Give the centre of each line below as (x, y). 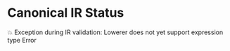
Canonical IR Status (66, 13)
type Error (22, 40)
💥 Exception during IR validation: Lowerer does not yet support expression (115, 32)
